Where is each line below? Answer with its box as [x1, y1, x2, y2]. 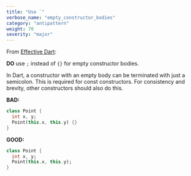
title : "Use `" [6, 8, 45, 15]
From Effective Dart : [6, 48, 57, 55]
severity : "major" [6, 32, 53, 38]
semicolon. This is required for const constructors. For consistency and [6, 78, 186, 86]
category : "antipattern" [6, 20, 69, 26]
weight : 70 [6, 25, 34, 32]
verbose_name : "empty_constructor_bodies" [6, 15, 116, 21]
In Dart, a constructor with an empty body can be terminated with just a [6, 72, 186, 79]
